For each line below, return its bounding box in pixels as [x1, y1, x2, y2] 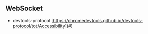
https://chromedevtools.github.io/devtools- [53, 17, 143, 23]
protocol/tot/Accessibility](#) [12, 23, 73, 29]
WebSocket [5, 4, 43, 13]
